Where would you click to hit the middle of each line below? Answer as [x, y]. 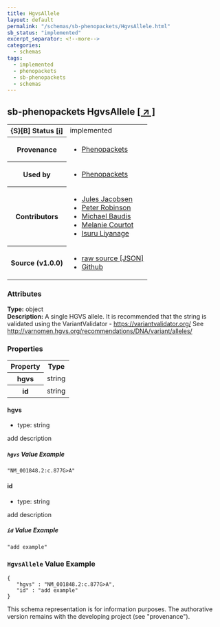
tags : [15, 58]
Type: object [25, 309]
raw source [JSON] [113, 258]
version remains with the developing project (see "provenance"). [99, 616]
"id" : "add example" [47, 590]
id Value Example [33, 530]
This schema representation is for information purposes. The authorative [110, 609]
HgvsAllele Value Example [51, 564]
